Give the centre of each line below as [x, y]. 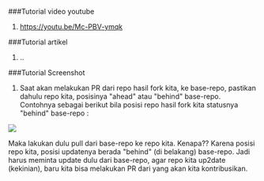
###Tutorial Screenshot [47, 73]
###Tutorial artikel [38, 42]
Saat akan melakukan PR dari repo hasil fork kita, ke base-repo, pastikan [138, 88]
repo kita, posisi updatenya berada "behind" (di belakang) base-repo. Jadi [129, 152]
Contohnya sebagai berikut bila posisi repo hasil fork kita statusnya [129, 105]
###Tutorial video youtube [51, 11]
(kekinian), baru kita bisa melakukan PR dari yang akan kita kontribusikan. [128, 168]
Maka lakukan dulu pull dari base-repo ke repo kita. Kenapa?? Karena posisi [132, 143]
